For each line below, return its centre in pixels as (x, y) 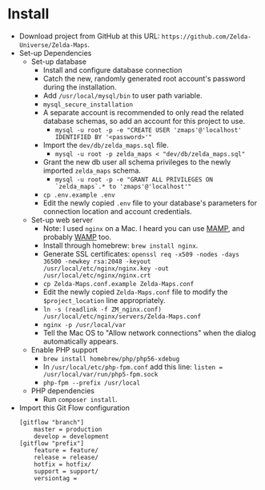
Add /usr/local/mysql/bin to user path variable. (122, 95)
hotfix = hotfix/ (62, 464)
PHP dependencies (63, 390)
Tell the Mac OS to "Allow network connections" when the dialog (150, 333)
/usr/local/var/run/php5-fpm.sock (100, 374)
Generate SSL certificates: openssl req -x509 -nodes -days (141, 253)
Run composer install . (80, 399)
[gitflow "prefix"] (52, 443)
